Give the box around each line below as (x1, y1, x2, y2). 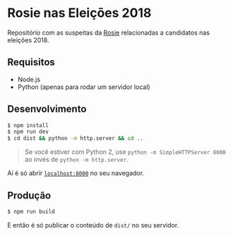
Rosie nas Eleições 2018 (7, 5, 152, 21)
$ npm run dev (7, 129, 49, 136)
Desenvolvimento (7, 103, 87, 115)
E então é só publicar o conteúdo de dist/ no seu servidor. (7, 220, 179, 229)
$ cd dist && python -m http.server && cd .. (7, 135, 143, 142)
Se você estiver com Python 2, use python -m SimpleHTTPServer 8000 (24, 148, 226, 156)
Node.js (17, 75, 41, 83)
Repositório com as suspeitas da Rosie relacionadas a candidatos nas (7, 28, 210, 37)
